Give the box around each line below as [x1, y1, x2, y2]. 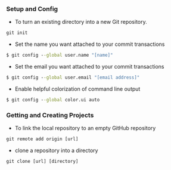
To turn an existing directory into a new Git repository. [14, 18, 147, 26]
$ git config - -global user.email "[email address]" [6, 75, 140, 81]
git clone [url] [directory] [6, 158, 79, 164]
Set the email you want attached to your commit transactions [14, 63, 164, 70]
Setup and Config [6, 5, 58, 13]
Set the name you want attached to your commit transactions [14, 41, 165, 48]
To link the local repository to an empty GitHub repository [14, 125, 156, 132]
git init [6, 30, 28, 36]
